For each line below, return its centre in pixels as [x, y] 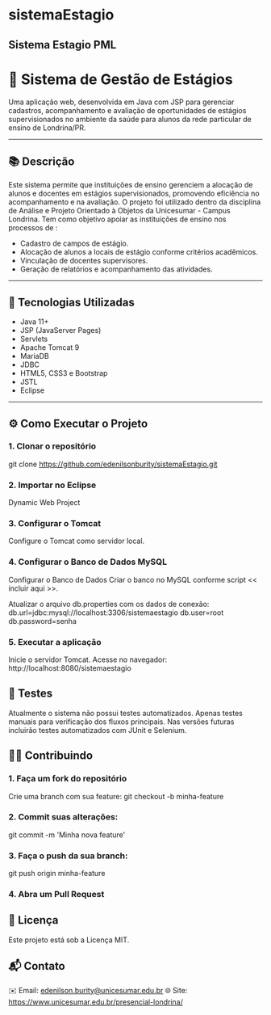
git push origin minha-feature [57, 874]
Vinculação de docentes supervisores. [84, 261]
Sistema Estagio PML [63, 45]
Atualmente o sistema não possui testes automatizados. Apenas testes [126, 713]
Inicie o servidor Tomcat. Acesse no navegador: [88, 659]
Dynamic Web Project [44, 503]
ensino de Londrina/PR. [47, 128]
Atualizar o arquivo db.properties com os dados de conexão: [109, 604]
